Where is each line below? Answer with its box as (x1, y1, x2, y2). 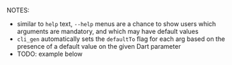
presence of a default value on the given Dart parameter (16, 42, 181, 50)
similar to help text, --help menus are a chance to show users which (16, 20, 216, 28)
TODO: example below (16, 49, 83, 58)
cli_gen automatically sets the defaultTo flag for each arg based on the (16, 35, 226, 43)
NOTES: (6, 6, 30, 14)
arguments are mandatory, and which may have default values (16, 28, 199, 35)
